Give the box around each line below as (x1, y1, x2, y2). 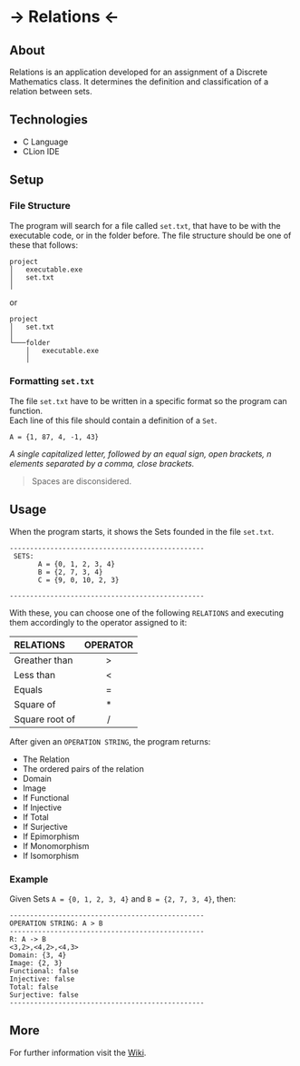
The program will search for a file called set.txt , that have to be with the (9, 220, 281, 231)
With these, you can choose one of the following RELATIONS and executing (9, 607, 284, 618)
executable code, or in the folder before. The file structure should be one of (9, 230, 292, 241)
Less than (14, 668, 56, 681)
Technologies (9, 112, 89, 128)
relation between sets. (9, 86, 92, 96)
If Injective (22, 802, 62, 813)
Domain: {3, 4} (9, 951, 67, 960)
